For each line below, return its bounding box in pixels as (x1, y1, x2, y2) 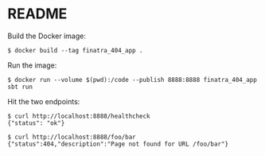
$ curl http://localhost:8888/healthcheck (7, 112, 150, 120)
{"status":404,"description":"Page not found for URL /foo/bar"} (7, 140, 228, 148)
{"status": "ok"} (7, 119, 65, 127)
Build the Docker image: (7, 31, 87, 41)
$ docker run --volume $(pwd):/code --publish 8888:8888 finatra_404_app (7, 76, 258, 84)
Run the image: (7, 60, 57, 70)
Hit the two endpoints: (7, 96, 80, 106)
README (7, 5, 68, 23)
